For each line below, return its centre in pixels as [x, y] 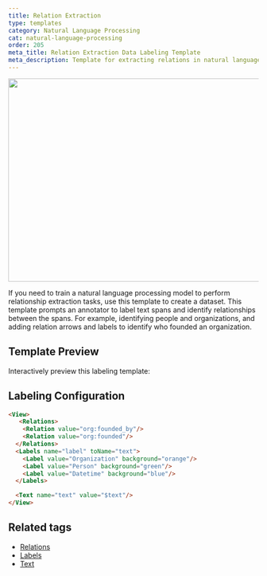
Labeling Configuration [67, 396]
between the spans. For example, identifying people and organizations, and [132, 318]
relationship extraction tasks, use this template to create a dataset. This [125, 301]
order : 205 [26, 45]
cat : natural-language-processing [66, 38]
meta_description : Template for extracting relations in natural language [135, 61]
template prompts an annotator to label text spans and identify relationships [132, 310]
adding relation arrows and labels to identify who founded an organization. [130, 327]
